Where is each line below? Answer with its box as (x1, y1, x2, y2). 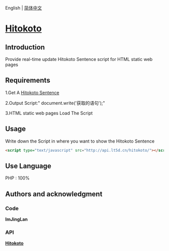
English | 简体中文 (5, 5, 42, 11)
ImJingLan (5, 216, 28, 222)
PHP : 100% (5, 175, 30, 181)
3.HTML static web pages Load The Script (5, 110, 93, 116)
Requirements (5, 76, 50, 85)
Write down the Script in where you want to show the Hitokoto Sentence (5, 138, 155, 144)
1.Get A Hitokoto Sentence (5, 89, 59, 95)
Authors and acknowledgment (5, 190, 103, 198)
